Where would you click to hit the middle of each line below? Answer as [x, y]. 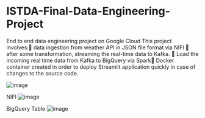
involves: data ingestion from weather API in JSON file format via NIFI [95, 47]
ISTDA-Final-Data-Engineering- [88, 11]
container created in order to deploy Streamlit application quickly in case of [101, 67]
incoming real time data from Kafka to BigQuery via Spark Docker [90, 60]
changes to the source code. [42, 73]
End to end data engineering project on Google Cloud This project [89, 41]
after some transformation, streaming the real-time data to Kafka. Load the [103, 54]
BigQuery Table [26, 108]
